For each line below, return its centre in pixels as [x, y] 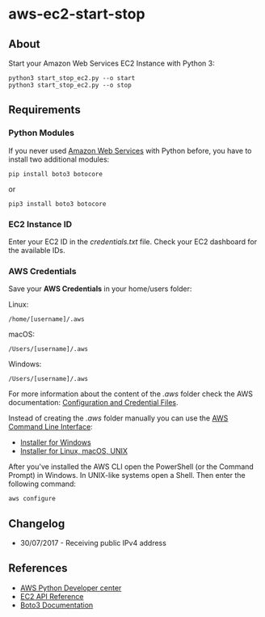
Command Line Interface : [50, 427]
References [38, 568]
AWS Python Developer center [71, 588]
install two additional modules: [59, 159]
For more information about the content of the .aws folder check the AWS [130, 394]
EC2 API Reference [52, 596]
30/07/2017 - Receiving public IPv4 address [93, 543]
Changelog [37, 524]
